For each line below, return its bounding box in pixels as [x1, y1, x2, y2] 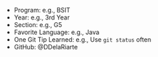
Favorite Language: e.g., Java [13, 28, 100, 36]
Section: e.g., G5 [13, 21, 63, 28]
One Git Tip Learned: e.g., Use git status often [13, 35, 152, 44]
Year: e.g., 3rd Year [13, 13, 70, 22]
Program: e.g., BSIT [13, 6, 71, 14]
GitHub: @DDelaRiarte [13, 43, 78, 51]
